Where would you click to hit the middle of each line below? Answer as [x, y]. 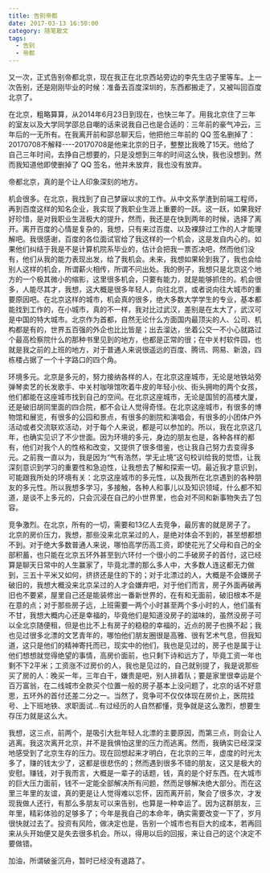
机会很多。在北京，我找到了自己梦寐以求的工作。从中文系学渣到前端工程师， [135, 199]
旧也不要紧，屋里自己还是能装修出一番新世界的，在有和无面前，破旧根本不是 [135, 595]
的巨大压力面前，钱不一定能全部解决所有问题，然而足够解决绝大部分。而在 [131, 783]
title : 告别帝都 [33, 16]
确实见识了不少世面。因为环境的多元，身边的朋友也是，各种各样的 [138, 437]
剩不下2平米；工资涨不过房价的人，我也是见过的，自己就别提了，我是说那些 [134, 665]
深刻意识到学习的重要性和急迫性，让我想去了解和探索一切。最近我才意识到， [135, 467]
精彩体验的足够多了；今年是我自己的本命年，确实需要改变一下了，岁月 [145, 813]
